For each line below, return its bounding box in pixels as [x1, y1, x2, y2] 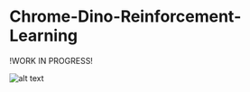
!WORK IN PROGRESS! [9, 55, 93, 66]
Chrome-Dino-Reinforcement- [9, 6, 242, 27]
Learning [9, 25, 79, 46]
